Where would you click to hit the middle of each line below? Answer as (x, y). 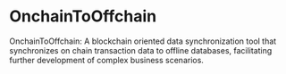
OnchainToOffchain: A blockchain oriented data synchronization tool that (143, 41)
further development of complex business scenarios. (106, 60)
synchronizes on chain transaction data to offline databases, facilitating (141, 50)
